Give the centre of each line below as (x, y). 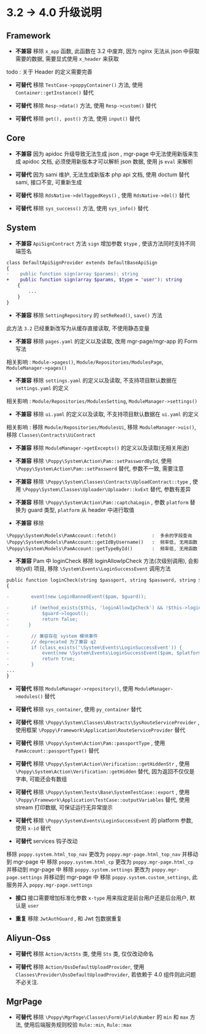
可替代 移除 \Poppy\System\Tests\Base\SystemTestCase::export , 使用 (102, 792)
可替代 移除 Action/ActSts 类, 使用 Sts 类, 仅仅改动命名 (85, 954)
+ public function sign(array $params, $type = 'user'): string (94, 280)
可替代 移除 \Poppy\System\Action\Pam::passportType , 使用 (90, 743)
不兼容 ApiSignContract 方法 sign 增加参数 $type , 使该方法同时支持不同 (105, 243)
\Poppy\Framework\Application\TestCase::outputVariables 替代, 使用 (102, 799)
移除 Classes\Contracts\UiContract (51, 435)
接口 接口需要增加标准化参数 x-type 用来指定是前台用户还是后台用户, (102, 898)
